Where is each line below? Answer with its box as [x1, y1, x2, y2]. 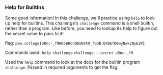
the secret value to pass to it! [5, 31, 64, 37]
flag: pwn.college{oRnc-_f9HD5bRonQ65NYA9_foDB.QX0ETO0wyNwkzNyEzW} [5, 40, 145, 46]
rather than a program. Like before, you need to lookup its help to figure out [5, 25, 158, 31]
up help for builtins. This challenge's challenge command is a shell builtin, [5, 20, 155, 26]
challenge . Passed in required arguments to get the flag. [5, 64, 119, 70]
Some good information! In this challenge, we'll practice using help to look [5, 15, 155, 21]
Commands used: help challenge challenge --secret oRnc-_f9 [5, 50, 134, 55]
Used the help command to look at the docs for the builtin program [5, 59, 140, 65]
